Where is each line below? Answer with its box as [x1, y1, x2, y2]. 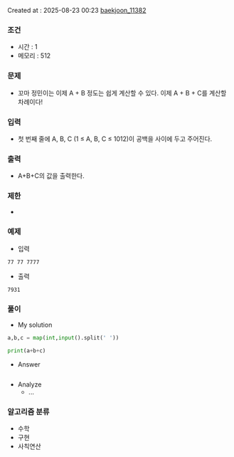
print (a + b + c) [7, 347, 46, 354]
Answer [17, 359, 41, 369]
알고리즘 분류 [7, 406, 50, 416]
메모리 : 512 [17, 51, 51, 60]
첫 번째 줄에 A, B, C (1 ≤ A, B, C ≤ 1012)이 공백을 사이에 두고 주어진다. [17, 135, 213, 143]
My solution [17, 320, 53, 330]
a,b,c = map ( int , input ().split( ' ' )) [7, 335, 119, 342]
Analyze [17, 380, 42, 389]
